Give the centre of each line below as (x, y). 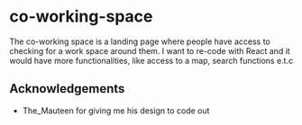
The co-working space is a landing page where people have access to (140, 41)
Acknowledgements (67, 89)
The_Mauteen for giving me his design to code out (116, 111)
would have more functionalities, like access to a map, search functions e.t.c (151, 60)
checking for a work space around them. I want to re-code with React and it (150, 50)
